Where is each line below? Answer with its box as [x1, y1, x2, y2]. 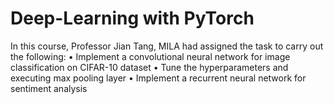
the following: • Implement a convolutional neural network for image [10, 50, 291, 62]
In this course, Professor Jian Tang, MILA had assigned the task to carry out [10, 40, 324, 52]
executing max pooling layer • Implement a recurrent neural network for [10, 72, 307, 84]
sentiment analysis [10, 82, 88, 94]
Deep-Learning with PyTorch [10, 7, 255, 30]
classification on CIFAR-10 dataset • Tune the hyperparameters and [10, 61, 289, 73]
